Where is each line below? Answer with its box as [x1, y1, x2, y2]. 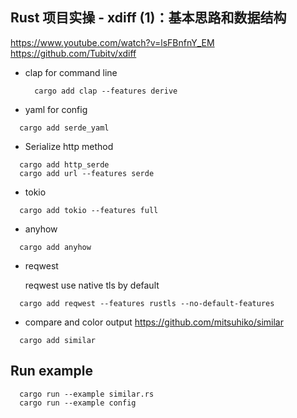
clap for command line [24, 66, 118, 78]
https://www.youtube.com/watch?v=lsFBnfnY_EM [10, 36, 215, 48]
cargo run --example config [19, 398, 137, 408]
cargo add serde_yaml [19, 123, 110, 133]
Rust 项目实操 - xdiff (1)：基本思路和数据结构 [10, 9, 287, 27]
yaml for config [24, 103, 88, 115]
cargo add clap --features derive [34, 86, 178, 96]
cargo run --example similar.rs [19, 389, 155, 399]
